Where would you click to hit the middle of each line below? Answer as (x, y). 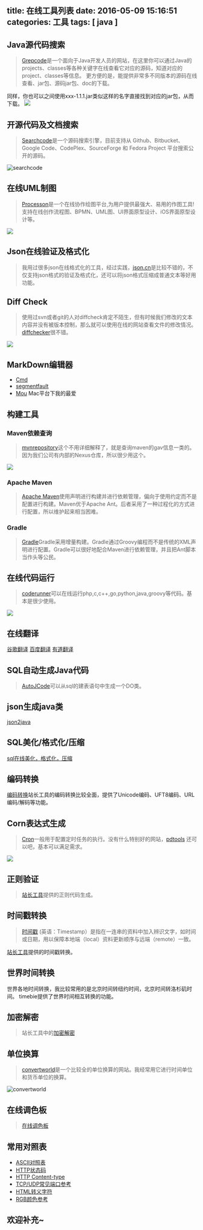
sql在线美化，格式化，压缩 (40, 758)
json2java (19, 722)
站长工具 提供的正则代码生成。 (59, 895)
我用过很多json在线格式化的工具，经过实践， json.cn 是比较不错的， (105, 267)
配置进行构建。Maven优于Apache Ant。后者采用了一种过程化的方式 (105, 504)
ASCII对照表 (31, 1162)
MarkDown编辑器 (40, 365)
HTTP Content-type (40, 1177)
